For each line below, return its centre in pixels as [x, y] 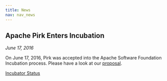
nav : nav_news [20, 15]
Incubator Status [23, 73]
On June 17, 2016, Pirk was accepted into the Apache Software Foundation [83, 58]
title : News [18, 10]
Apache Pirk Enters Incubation [55, 36]
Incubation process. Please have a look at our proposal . [64, 63]
